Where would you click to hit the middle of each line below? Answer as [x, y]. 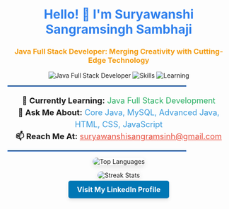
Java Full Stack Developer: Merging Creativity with [103, 52]
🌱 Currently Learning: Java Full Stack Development [119, 101]
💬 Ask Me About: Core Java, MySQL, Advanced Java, [119, 113]
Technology [129, 61]
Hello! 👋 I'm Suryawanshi [119, 14]
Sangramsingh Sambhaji [119, 29]
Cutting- [209, 52]
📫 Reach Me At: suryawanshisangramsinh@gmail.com [119, 137]
